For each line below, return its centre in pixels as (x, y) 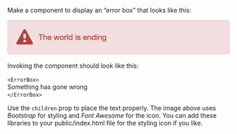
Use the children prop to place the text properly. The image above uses (112, 108)
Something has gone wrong (48, 87)
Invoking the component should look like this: (73, 66)
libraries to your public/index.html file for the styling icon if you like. (105, 123)
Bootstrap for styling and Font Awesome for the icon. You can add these (112, 116)
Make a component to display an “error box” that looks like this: (99, 10)
